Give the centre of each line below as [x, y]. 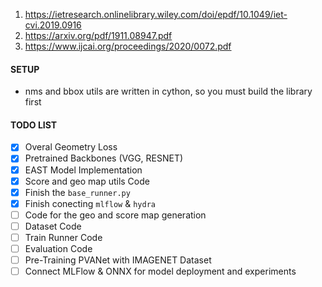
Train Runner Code [63, 237]
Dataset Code [53, 226]
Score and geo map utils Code [87, 181]
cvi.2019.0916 [53, 25]
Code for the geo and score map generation [115, 215]
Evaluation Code [58, 248]
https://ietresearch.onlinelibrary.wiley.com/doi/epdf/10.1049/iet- [156, 14]
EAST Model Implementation [83, 170]
